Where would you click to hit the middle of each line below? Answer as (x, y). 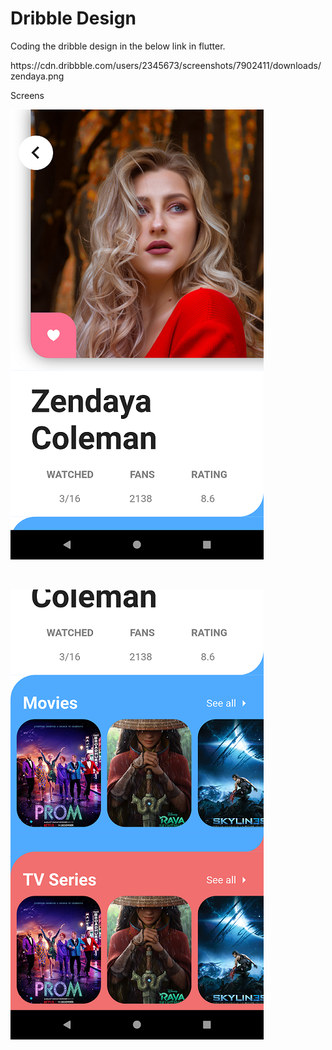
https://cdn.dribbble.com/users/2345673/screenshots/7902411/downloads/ (166, 65)
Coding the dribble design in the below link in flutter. (118, 46)
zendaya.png (37, 76)
